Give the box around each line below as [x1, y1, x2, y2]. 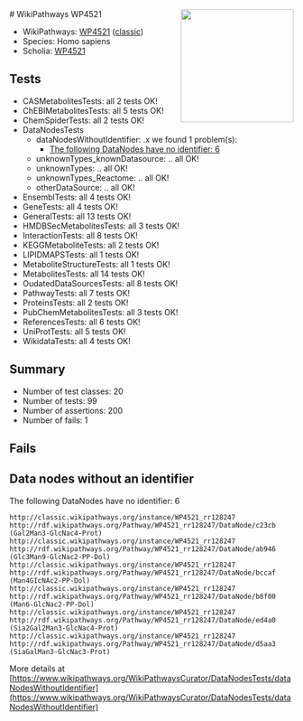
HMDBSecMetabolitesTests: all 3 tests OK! [22, 220, 180, 231]
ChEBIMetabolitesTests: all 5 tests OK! [22, 105, 164, 116]
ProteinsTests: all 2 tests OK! [22, 297, 129, 308]
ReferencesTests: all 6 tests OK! [22, 316, 142, 327]
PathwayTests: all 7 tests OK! [22, 287, 131, 298]
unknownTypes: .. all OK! [35, 163, 128, 173]
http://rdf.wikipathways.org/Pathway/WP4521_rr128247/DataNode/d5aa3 [9, 639, 277, 649]
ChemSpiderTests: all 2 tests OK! [22, 115, 145, 126]
